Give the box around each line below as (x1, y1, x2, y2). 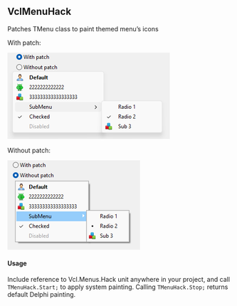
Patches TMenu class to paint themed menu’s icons (7, 24, 159, 33)
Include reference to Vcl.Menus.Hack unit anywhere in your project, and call (7, 275, 230, 284)
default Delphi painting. (7, 290, 76, 299)
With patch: (7, 38, 41, 47)
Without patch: (7, 146, 51, 154)
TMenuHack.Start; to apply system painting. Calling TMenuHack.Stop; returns (7, 283, 228, 291)
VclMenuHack (7, 6, 72, 18)
